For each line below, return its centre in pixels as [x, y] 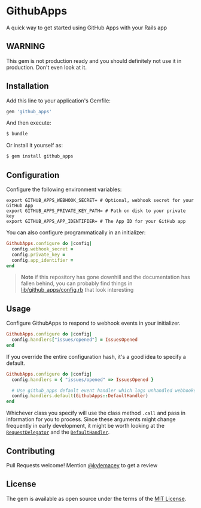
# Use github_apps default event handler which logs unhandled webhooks [104, 391]
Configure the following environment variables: [64, 189]
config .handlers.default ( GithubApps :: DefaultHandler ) [80, 396]
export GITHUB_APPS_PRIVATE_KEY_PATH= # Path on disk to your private [96, 211]
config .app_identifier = [42, 260]
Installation [28, 86]
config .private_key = [39, 255]
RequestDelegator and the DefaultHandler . [58, 432]
